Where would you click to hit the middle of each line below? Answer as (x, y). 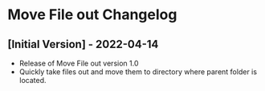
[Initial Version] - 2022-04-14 (83, 44)
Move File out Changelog (92, 15)
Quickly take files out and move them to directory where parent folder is (138, 72)
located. (33, 80)
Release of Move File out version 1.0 (79, 63)
